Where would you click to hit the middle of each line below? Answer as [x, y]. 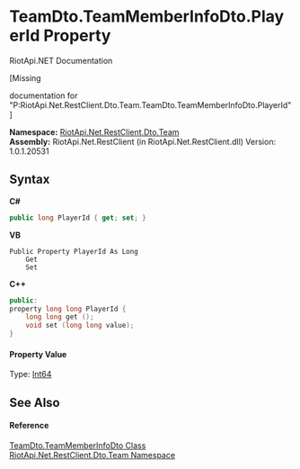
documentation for [44, 95]
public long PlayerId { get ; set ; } [78, 218]
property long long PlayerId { [68, 309]
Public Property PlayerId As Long [74, 251]
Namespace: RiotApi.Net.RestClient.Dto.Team [94, 131]
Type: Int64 [31, 374]
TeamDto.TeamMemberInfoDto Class [78, 445]
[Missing [26, 77]
